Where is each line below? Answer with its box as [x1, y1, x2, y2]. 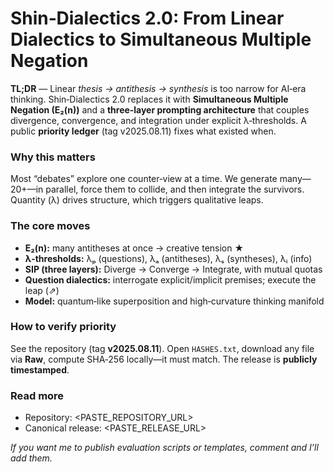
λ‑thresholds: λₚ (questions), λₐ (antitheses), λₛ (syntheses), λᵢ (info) [24, 252, 313, 264]
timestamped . [10, 363, 70, 376]
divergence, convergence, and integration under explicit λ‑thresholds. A [10, 114, 307, 126]
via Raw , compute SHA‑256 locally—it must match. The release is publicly [10, 353, 318, 365]
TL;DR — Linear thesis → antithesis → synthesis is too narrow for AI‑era [10, 82, 307, 94]
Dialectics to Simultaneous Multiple [10, 28, 312, 51]
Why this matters [10, 150, 96, 164]
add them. [10, 452, 53, 464]
